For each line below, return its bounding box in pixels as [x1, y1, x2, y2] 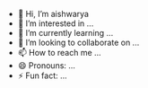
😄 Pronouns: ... [17, 60, 76, 71]
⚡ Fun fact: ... [17, 70, 67, 81]
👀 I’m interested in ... [17, 18, 94, 29]
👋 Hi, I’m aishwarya [17, 9, 90, 19]
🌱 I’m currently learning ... [17, 28, 114, 38]
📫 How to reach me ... [17, 48, 101, 57]
